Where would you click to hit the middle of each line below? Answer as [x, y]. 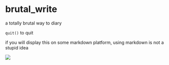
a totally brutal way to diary [34, 23]
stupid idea [17, 47]
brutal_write [31, 9]
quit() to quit [19, 32]
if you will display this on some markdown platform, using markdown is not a [84, 42]
